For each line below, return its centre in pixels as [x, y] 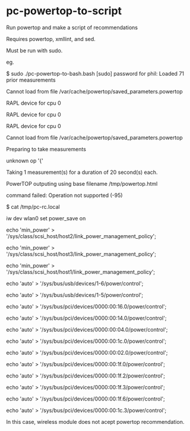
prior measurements [31, 80]
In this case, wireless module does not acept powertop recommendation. [95, 421]
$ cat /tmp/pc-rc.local [33, 207]
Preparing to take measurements [46, 149]
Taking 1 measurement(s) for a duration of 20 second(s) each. [82, 172]
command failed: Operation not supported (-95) [64, 195]
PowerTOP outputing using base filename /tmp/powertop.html [82, 183]
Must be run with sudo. [34, 50]
